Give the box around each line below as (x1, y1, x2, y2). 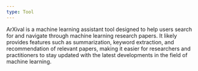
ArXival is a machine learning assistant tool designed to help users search (6, 25, 193, 33)
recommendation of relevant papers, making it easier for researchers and (6, 45, 191, 52)
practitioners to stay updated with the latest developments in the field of (6, 51, 188, 58)
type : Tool (6, 8, 34, 15)
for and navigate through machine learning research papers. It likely (6, 32, 177, 39)
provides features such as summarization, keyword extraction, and (6, 38, 174, 46)
